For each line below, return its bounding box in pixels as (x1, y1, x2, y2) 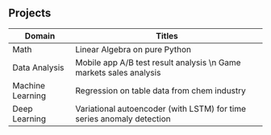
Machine (12, 80, 46, 91)
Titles (156, 30, 179, 41)
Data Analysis (12, 62, 65, 73)
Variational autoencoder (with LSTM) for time (75, 103, 246, 114)
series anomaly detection (75, 112, 171, 124)
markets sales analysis (75, 67, 161, 78)
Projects (8, 6, 52, 20)
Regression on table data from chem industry (75, 84, 246, 96)
